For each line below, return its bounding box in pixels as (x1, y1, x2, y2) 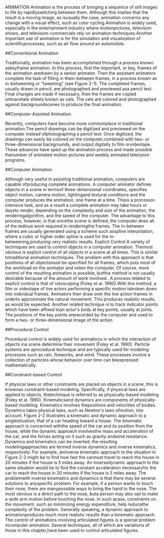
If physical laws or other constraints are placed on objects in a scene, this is (5, 381, 158, 387)
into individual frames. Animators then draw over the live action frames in (5, 291, 153, 297)
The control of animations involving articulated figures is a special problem (5, 517, 156, 523)
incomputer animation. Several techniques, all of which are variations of (5, 522, 150, 528)
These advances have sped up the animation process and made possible (5, 147, 153, 152)
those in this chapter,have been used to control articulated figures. (5, 528, 140, 533)
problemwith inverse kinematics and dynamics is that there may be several (5, 475, 156, 481)
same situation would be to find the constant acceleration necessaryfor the (5, 465, 157, 471)
